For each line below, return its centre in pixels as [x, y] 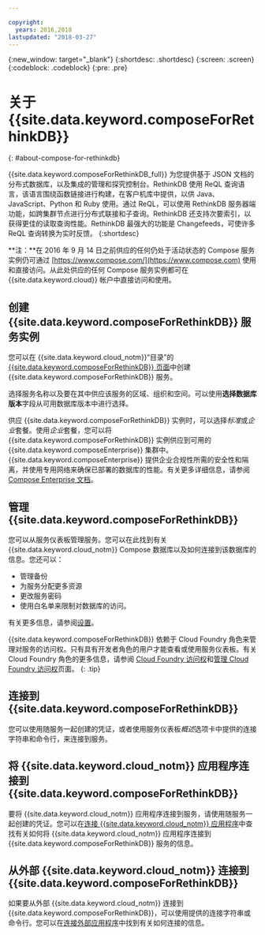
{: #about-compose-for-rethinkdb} [64, 158]
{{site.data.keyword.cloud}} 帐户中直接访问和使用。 [92, 280]
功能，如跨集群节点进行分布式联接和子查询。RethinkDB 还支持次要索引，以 [130, 214]
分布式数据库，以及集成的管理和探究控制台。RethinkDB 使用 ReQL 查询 [123, 184]
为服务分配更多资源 [51, 585]
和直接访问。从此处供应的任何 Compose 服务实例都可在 [99, 270]
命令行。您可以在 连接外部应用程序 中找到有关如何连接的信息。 [108, 923]
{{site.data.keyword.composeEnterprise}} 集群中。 [91, 450]
